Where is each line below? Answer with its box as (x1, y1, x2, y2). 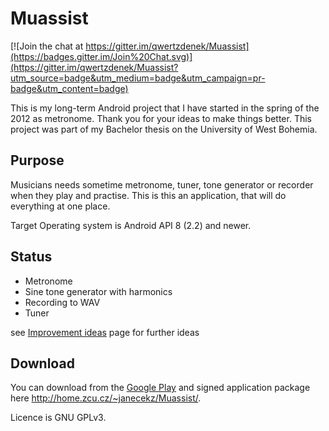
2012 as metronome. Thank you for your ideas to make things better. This (10, 112, 312, 124)
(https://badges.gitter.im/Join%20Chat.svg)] (10, 50, 193, 62)
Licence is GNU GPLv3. (10, 412, 107, 424)
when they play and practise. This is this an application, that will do (10, 189, 287, 201)
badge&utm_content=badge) (10, 82, 129, 94)
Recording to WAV (24, 296, 101, 308)
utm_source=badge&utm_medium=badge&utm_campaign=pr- (10, 72, 266, 84)
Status (10, 248, 53, 266)
